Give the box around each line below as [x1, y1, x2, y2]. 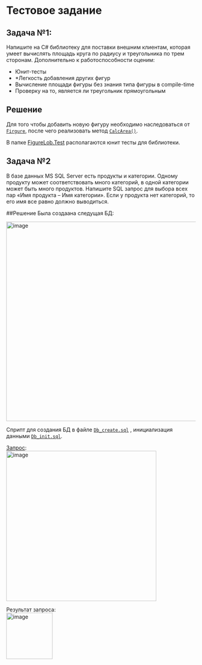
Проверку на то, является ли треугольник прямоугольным [14, 87, 166, 94]
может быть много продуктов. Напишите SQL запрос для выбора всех [6, 185, 188, 192]
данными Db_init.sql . [6, 432, 63, 440]
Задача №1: [6, 28, 52, 38]
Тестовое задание [6, 4, 102, 17]
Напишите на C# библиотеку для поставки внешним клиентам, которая [6, 43, 191, 51]
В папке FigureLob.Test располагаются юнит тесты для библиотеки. [6, 139, 180, 146]
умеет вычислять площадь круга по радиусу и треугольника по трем [6, 50, 185, 57]
